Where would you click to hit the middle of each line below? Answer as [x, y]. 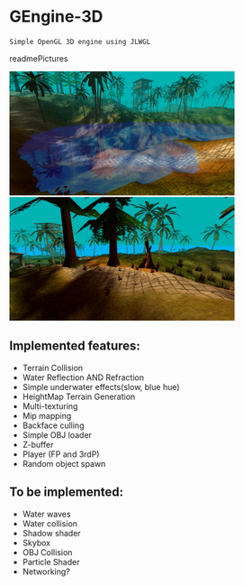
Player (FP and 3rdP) [61, 454]
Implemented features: [75, 346]
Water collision [50, 523]
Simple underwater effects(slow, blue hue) [101, 386]
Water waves [46, 514]
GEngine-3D [56, 17]
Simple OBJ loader [57, 434]
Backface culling [53, 425]
